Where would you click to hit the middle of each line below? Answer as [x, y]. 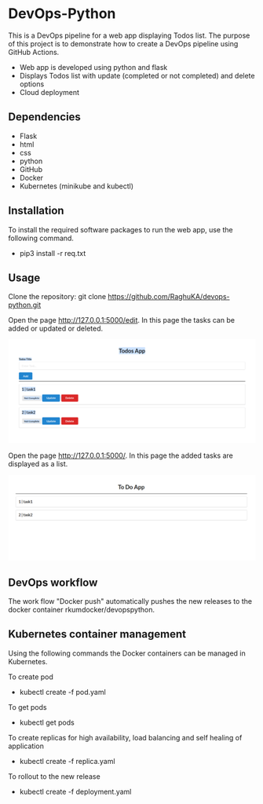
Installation [36, 211]
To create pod [31, 677]
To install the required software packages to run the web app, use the [121, 229]
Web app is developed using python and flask [93, 67]
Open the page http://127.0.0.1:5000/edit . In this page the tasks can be [122, 320]
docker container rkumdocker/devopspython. [82, 610]
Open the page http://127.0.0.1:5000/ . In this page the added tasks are [121, 455]
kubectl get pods [47, 722]
